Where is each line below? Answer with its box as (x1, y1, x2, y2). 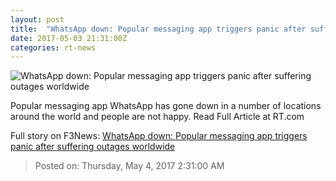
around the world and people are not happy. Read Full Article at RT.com (10, 111, 305, 123)
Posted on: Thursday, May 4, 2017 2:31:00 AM (34, 160, 225, 172)
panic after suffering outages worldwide (10, 141, 176, 153)
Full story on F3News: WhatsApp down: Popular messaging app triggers (10, 130, 308, 142)
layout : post (10, 14, 65, 25)
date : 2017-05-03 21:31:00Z (10, 33, 128, 43)
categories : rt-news (10, 42, 97, 53)
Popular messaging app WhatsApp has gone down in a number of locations (10, 100, 322, 112)
